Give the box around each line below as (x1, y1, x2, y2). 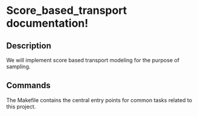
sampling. (6, 63, 31, 70)
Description (6, 40, 51, 51)
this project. (6, 103, 36, 110)
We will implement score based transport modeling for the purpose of (6, 57, 180, 63)
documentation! (6, 16, 89, 30)
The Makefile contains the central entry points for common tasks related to (6, 96, 193, 103)
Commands (6, 80, 51, 91)
